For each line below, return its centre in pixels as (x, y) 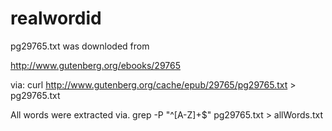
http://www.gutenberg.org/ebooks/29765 (95, 65)
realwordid (56, 18)
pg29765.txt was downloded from (80, 46)
